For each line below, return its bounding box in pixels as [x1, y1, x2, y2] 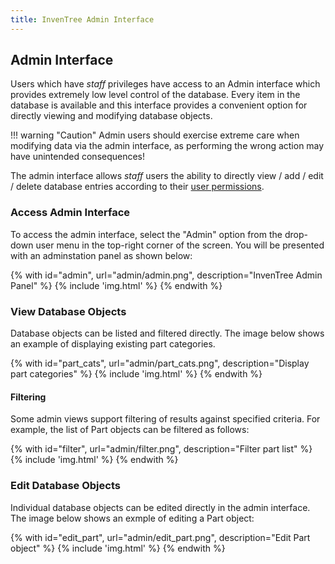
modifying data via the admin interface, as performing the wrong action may [10, 140, 325, 152]
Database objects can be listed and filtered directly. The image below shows [10, 327, 325, 340]
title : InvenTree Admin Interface [10, 14, 155, 25]
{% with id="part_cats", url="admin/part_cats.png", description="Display [10, 357, 310, 370]
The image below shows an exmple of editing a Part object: [10, 512, 255, 524]
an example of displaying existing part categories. [10, 338, 216, 350]
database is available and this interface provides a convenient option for [10, 99, 308, 111]
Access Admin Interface [10, 206, 131, 220]
